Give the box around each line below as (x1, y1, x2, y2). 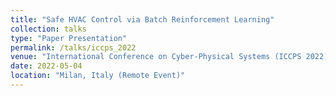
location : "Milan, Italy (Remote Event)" (10, 71, 186, 81)
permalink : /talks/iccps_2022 (10, 42, 137, 53)
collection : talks (10, 24, 87, 34)
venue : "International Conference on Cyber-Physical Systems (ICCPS (10, 52, 302, 62)
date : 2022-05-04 (10, 61, 83, 71)
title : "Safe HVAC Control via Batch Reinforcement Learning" (10, 14, 275, 25)
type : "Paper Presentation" (10, 33, 128, 43)
